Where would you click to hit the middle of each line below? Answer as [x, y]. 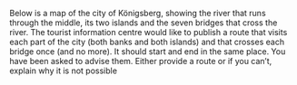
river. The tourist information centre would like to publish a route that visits [148, 32]
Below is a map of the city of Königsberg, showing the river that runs [138, 13]
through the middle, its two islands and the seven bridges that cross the [144, 23]
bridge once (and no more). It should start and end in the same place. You [148, 52]
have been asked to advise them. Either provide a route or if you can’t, [141, 61]
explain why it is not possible [64, 71]
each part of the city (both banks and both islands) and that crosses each [147, 42]
